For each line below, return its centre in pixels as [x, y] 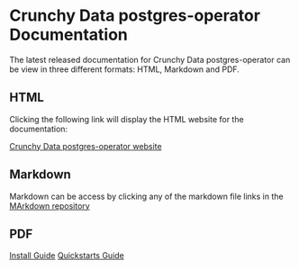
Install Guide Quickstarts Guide [67, 256]
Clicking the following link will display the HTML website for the [127, 119]
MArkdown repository [50, 206]
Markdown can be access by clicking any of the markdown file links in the [146, 196]
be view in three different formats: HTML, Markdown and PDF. [125, 69]
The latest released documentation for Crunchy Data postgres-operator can [150, 59]
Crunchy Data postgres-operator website [86, 146]
